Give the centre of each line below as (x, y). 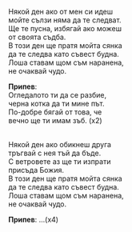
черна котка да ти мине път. (57, 104)
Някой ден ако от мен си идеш (61, 12)
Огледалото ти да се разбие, (58, 95)
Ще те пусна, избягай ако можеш (65, 28)
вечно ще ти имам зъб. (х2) (55, 120)
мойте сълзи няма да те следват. (65, 20)
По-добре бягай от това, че (55, 112)
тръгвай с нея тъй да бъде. (55, 153)
